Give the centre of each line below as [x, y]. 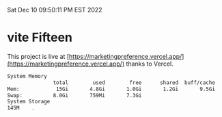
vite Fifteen [40, 38]
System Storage [29, 102]
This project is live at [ [38, 56]
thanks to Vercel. [150, 64]
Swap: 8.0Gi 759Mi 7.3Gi [74, 95]
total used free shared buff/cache [134, 82]
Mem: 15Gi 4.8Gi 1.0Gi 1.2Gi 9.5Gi [111, 89]
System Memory [27, 76]
